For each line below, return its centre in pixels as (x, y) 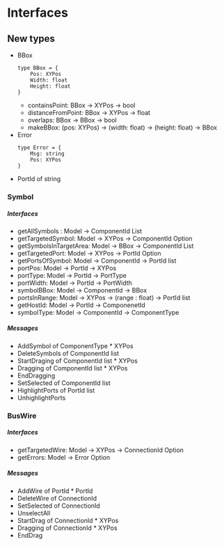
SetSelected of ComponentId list (64, 383)
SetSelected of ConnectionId (59, 506)
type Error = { (39, 148)
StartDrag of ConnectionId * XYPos (68, 520)
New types (31, 39)
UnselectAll (34, 513)
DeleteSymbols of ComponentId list (68, 353)
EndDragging (36, 375)
